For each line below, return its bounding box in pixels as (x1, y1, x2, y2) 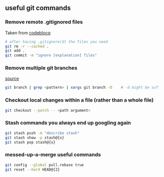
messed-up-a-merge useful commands (5, 152, 101, 158)
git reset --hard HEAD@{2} (5, 167, 60, 172)
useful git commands (5, 4, 71, 12)
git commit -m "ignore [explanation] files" (5, 53, 97, 58)
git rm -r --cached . (5, 44, 49, 49)
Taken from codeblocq (5, 29, 51, 36)
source (5, 76, 20, 81)
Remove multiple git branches (5, 65, 78, 72)
